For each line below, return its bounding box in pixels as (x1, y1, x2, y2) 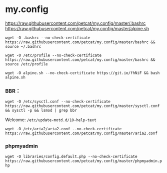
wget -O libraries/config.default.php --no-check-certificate (5, 154, 137, 159)
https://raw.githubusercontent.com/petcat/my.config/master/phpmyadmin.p (5, 158, 162, 163)
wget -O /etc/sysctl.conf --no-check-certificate (5, 99, 111, 104)
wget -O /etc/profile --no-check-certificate (5, 53, 101, 58)
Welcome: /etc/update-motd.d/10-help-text (5, 117, 96, 123)
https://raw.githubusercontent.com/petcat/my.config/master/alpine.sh (5, 25, 149, 31)
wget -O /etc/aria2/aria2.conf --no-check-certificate (5, 127, 122, 132)
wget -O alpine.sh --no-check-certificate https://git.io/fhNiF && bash (5, 70, 160, 75)
